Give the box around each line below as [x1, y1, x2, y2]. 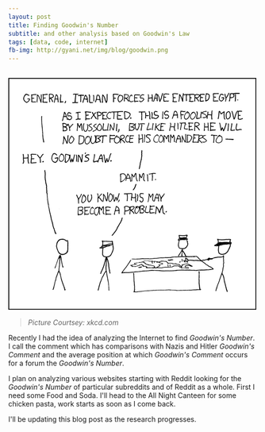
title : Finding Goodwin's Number [8, 21, 119, 29]
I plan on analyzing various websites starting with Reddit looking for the [8, 374, 242, 384]
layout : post [8, 13, 52, 21]
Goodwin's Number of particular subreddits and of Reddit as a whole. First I [8, 382, 255, 392]
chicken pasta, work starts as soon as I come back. [8, 399, 176, 409]
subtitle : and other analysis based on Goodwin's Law [8, 29, 190, 37]
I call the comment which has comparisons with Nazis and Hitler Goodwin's [8, 341, 255, 351]
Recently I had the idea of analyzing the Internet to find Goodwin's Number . [8, 334, 255, 343]
